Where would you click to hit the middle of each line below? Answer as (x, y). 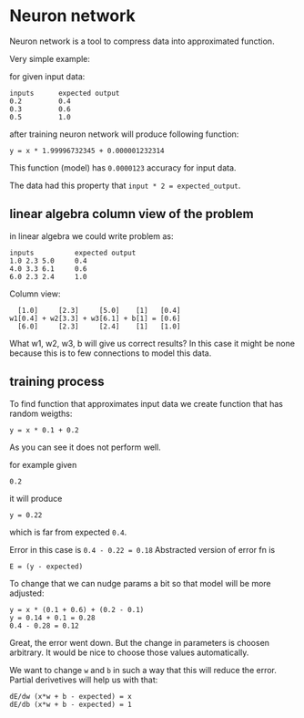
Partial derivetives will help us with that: (84, 680)
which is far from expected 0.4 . (68, 532)
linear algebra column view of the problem (132, 214)
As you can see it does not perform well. (85, 447)
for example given (43, 464)
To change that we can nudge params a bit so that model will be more (140, 583)
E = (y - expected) (46, 567)
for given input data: (47, 76)
